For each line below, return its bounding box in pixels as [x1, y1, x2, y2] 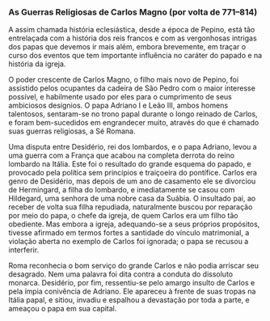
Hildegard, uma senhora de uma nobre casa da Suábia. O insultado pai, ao [8, 193, 256, 204]
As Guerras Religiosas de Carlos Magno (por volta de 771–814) [8, 6, 258, 18]
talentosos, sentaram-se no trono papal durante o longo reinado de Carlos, [8, 109, 258, 119]
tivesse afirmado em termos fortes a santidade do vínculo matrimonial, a [8, 228, 250, 238]
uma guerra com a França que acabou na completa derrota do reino [8, 150, 235, 160]
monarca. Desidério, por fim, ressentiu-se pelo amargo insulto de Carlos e [8, 278, 255, 288]
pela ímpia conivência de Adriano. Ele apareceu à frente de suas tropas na [8, 286, 256, 297]
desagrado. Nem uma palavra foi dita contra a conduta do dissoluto [8, 269, 233, 279]
